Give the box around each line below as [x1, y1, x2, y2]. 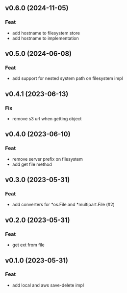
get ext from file [12, 242, 45, 248]
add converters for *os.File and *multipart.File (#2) [12, 202, 115, 208]
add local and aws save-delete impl [12, 282, 84, 288]
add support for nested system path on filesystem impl [12, 75, 123, 81]
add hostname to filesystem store [12, 30, 80, 36]
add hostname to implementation [12, 35, 79, 41]
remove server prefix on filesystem [12, 156, 83, 162]
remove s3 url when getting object [12, 116, 82, 122]
